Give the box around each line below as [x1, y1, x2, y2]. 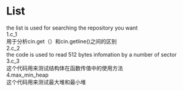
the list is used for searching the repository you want [6, 24, 138, 31]
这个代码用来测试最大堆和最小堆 [6, 78, 86, 86]
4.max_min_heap [6, 71, 49, 78]
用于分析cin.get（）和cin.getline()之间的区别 [6, 37, 117, 45]
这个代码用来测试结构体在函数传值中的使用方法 [6, 64, 123, 72]
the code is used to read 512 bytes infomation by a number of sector [6, 51, 177, 58]
